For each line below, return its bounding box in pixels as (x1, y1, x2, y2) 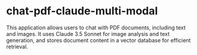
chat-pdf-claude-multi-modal (6, 4, 158, 18)
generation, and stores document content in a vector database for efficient (6, 36, 191, 44)
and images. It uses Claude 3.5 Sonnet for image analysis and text (6, 30, 170, 37)
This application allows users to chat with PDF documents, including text (6, 24, 186, 31)
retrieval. (6, 43, 28, 50)
